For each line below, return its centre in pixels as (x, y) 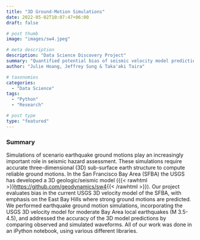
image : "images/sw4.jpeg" (38, 39)
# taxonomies (22, 77)
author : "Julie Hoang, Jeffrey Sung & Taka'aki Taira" (76, 66)
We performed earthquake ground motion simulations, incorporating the (94, 205)
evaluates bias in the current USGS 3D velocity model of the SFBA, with (94, 193)
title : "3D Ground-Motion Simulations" (56, 12)
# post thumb (22, 33)
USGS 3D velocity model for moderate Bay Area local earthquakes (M (91, 211)
